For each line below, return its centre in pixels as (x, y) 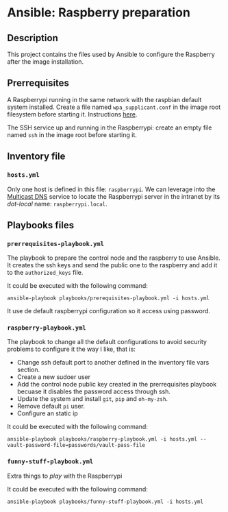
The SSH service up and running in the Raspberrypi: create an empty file (110, 127)
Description (33, 38)
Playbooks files (40, 225)
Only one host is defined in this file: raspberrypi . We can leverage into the (111, 189)
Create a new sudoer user (54, 377)
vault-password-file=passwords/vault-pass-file (76, 446)
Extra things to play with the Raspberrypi (65, 476)
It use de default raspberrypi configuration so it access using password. (109, 311)
